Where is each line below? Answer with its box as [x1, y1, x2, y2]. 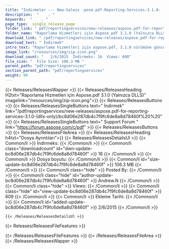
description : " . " [5, 12, 55, 17]
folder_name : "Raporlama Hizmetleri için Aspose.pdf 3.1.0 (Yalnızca [5, 31, 154, 36]
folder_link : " [5, 26, 37, 31]
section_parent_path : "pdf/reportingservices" [5, 68, 105, 73]
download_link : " [5, 36, 42, 41]
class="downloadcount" [5, 145, 55, 151]
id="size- [140, 156, 160, 162]
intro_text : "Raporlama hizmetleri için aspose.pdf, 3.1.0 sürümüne [5, 45, 152, 50]
